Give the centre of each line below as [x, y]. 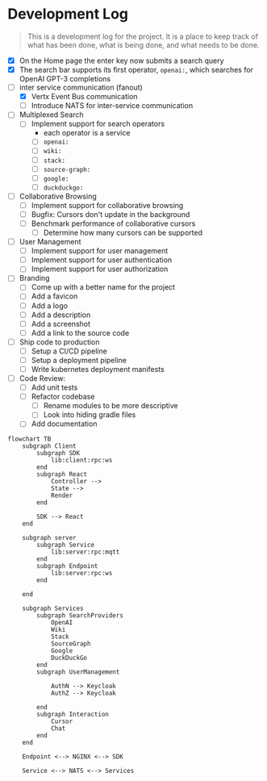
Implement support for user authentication [102, 260]
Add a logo [49, 305]
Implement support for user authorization [100, 269]
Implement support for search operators [98, 124]
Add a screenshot [60, 324]
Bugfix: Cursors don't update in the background [111, 214]
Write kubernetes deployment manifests [98, 369]
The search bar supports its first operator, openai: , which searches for [136, 70]
